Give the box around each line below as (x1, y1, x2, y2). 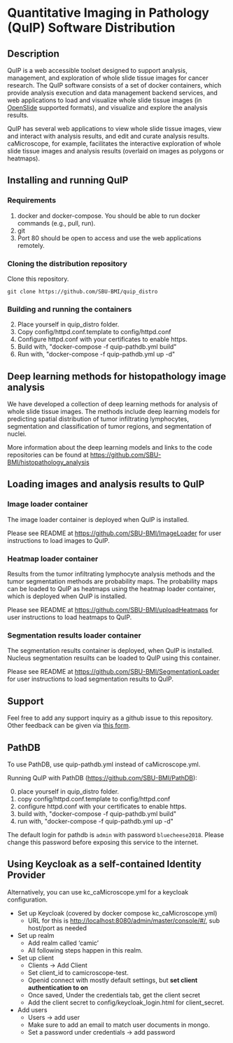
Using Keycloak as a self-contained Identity (7, 858, 202, 870)
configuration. (7, 895, 48, 904)
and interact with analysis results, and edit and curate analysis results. (7, 132, 210, 140)
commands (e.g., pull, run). (17, 219, 96, 227)
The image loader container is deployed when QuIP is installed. (7, 515, 189, 523)
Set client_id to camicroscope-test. (27, 968, 129, 976)
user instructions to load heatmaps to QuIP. (7, 613, 132, 621)
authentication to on (27, 983, 89, 992)
